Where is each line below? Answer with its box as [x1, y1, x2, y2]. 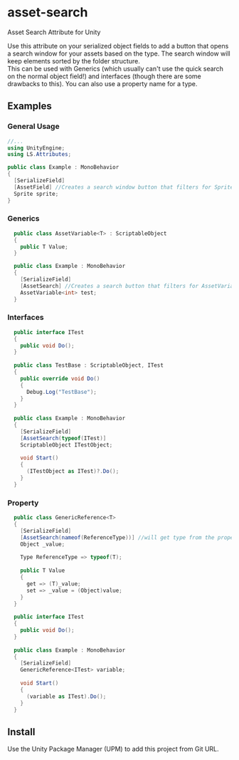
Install [7, 726, 36, 738]
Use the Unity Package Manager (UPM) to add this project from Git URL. [7, 745, 219, 754]
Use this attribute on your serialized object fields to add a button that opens [7, 41, 229, 50]
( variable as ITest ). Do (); [26, 692, 107, 700]
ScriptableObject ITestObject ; [20, 441, 113, 449]
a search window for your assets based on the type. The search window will [7, 49, 230, 58]
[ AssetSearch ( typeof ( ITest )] [20, 434, 107, 442]
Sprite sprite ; [14, 190, 59, 197]
